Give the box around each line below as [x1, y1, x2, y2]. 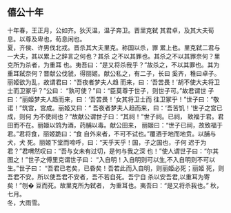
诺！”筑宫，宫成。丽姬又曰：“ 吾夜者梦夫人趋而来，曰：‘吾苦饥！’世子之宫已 [7, 103, 223, 112]
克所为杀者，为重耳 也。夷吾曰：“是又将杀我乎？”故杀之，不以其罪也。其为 [7, 61, 220, 69]
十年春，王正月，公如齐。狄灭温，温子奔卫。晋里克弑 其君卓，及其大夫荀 [7, 26, 214, 34]
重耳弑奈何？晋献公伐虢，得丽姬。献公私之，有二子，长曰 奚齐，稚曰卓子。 [7, 69, 221, 77]
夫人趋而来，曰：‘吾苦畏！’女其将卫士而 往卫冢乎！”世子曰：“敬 [40, 95, 219, 103]
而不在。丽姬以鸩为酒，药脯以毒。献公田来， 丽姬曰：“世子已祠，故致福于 [12, 121, 223, 129]
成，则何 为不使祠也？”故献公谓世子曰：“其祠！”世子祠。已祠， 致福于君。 [7, 112, 219, 121]
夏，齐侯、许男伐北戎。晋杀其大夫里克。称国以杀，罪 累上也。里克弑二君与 [7, 43, 221, 52]
